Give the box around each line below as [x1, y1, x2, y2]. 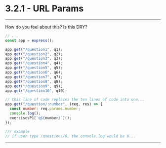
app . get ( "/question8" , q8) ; [5, 79, 63, 84]
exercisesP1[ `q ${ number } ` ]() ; [9, 115, 72, 120]
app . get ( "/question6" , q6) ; [5, 70, 63, 75]
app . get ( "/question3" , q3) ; [5, 56, 63, 61]
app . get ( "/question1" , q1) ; [5, 47, 63, 52]
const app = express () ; [5, 38, 54, 43]
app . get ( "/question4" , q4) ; [5, 61, 63, 66]
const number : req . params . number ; [9, 107, 81, 111]
